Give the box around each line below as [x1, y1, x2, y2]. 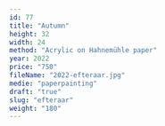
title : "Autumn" [9, 21, 70, 30]
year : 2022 [9, 54, 50, 63]
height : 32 [9, 29, 50, 38]
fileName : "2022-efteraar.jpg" [9, 71, 126, 80]
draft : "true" [9, 87, 62, 96]
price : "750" [9, 63, 58, 72]
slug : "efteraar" [9, 95, 74, 105]
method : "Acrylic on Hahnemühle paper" [9, 46, 158, 55]
